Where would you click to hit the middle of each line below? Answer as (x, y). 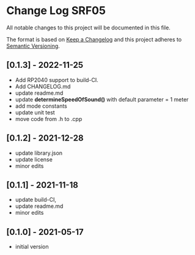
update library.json (39, 153)
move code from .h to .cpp (49, 119)
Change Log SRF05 (56, 11)
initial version (32, 247)
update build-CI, (36, 200)
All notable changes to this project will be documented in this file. (89, 28)
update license (34, 159)
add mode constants (41, 106)
